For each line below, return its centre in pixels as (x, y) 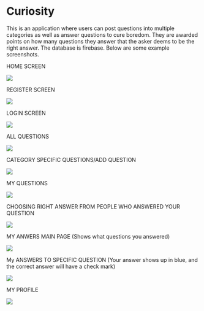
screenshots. (23, 54)
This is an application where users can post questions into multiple (90, 28)
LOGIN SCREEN (26, 113)
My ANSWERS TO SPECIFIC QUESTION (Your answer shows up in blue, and (102, 259)
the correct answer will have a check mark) (61, 266)
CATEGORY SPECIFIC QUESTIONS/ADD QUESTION (71, 159)
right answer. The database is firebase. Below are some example (88, 48)
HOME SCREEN (26, 66)
